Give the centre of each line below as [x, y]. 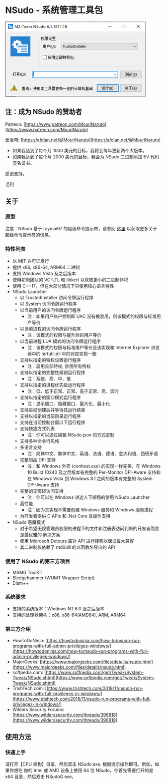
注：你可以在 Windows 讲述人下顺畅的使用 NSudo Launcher [88, 497]
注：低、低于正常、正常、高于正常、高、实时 [73, 391]
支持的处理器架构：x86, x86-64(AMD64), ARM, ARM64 [69, 615]
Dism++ [20, 583]
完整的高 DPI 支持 [38, 459]
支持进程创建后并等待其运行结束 [52, 409]
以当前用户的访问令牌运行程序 [50, 310]
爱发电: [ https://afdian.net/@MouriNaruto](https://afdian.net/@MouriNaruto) [83, 140]
